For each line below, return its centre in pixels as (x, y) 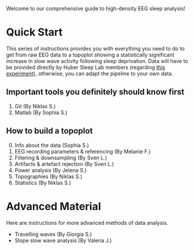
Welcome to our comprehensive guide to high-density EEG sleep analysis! (96, 9)
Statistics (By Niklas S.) (43, 182)
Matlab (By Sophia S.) (41, 112)
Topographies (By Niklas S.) (48, 176)
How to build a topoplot (49, 131)
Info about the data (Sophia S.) (52, 145)
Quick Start (34, 32)
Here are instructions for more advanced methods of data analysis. (87, 222)
